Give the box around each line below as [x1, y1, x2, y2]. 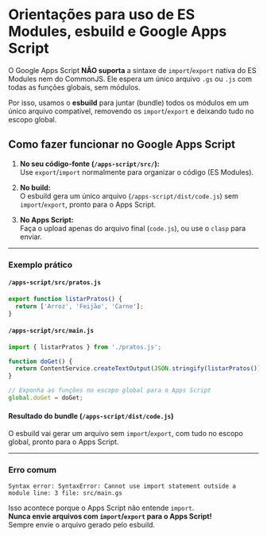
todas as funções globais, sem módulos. [8, 82, 141, 92]
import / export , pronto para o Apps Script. [19, 199, 157, 209]
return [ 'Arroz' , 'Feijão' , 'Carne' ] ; [15, 302, 145, 311]
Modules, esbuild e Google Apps [8, 22, 227, 41]
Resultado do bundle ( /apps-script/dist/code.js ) [8, 411, 174, 420]
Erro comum [8, 465, 57, 476]
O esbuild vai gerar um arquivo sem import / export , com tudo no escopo [8, 429, 244, 438]
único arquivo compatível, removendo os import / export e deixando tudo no [8, 106, 254, 116]
